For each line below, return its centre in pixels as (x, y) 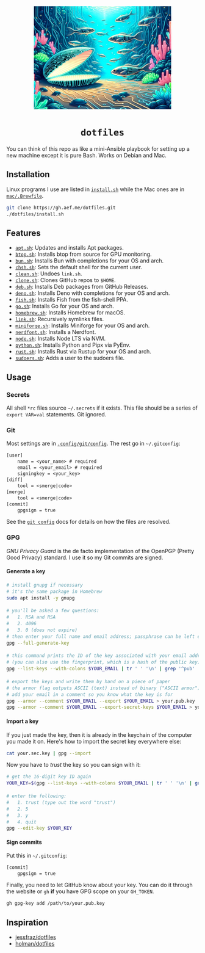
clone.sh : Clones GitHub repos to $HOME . (65, 280)
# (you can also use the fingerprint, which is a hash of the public (97, 662)
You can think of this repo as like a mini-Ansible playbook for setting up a (98, 148)
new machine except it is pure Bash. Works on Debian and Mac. (86, 155)
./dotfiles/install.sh (35, 214)
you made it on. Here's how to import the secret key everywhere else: (94, 741)
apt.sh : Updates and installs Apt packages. (69, 248)
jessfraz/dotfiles (35, 937)
